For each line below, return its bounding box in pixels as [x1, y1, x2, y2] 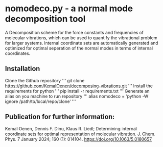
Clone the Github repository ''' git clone [5, 77, 85, 83]
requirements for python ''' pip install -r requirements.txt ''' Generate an [5, 88, 150, 94]
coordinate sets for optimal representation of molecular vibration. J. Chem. [5, 131, 156, 137]
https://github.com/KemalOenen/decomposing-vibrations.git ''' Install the [5, 83, 153, 89]
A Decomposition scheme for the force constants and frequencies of [5, 29, 144, 35]
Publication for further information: [5, 113, 115, 121]
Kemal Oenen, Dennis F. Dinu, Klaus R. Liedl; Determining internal [5, 125, 137, 131]
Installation [5, 65, 40, 73]
